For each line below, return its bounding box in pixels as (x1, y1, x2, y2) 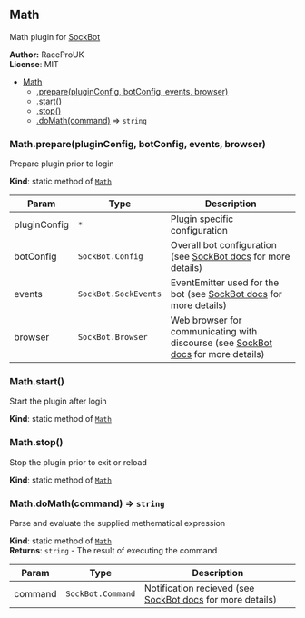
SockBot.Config (77, 252, 143, 262)
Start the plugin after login (9, 395, 107, 407)
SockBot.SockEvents (77, 289, 162, 299)
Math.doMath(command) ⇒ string (9, 497, 165, 510)
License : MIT (9, 58, 59, 69)
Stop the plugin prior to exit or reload (9, 456, 148, 467)
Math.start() (9, 375, 65, 388)
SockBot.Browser (77, 332, 148, 343)
